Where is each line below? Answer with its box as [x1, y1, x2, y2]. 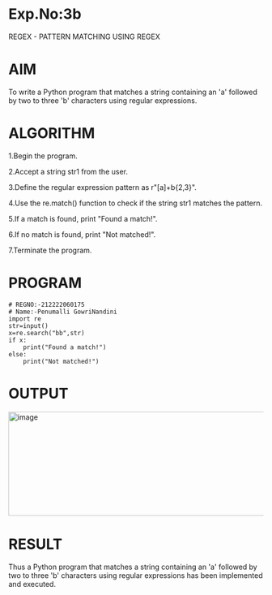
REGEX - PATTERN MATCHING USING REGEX [8, 32, 160, 41]
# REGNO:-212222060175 [8, 300, 85, 308]
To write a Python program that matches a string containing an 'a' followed [8, 87, 257, 97]
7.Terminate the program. [8, 245, 92, 255]
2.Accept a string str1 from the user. [8, 166, 128, 176]
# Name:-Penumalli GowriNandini [8, 308, 117, 316]
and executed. [8, 579, 57, 589]
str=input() [8, 321, 49, 330]
